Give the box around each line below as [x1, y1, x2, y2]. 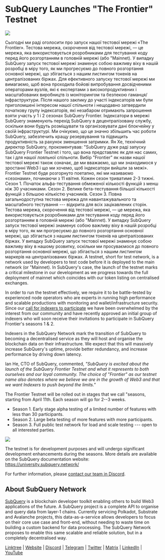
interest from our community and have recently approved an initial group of [5, 310, 157, 316]
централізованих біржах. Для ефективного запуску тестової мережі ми [5, 76, 155, 82]
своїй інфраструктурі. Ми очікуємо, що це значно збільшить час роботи [5, 128, 156, 134]
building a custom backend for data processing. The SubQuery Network [5, 524, 151, 530]
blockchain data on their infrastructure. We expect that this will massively [5, 341, 153, 346]
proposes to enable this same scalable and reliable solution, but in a [5, 529, 142, 535]
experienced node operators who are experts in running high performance [5, 294, 156, 301]
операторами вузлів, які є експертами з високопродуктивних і [5, 86, 137, 92]
